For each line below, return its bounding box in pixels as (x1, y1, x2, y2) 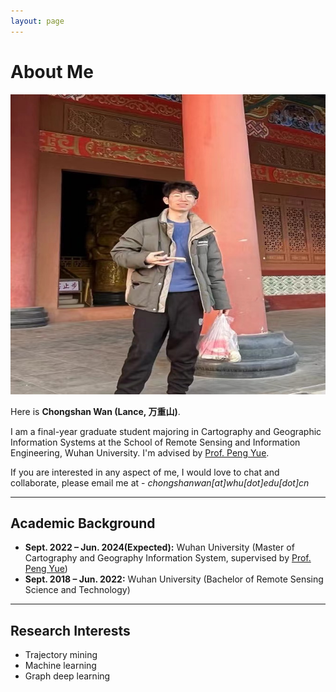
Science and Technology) (24, 584, 131, 596)
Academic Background (10, 515, 156, 532)
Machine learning (24, 660, 97, 672)
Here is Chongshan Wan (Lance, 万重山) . (10, 405, 181, 417)
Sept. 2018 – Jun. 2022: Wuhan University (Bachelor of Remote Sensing (24, 573, 324, 585)
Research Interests (10, 622, 131, 639)
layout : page (10, 16, 65, 26)
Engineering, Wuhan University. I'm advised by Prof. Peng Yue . (10, 446, 270, 459)
